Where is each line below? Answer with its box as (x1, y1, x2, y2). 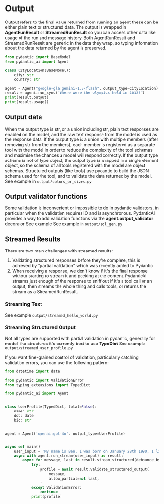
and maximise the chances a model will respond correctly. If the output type (5, 152, 158, 158)
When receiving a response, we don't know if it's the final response (12, 268, 148, 274)
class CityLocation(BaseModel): (5, 68, 71, 73)
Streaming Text (5, 301, 42, 308)
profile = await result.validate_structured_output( (40, 467, 150, 472)
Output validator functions (5, 192, 88, 201)
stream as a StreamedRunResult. (12, 289, 78, 295)
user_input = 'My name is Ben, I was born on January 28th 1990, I (14, 449, 154, 454)
